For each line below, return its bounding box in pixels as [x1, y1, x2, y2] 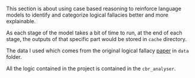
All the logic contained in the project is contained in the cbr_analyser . [6, 65, 176, 72]
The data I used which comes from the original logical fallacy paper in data [6, 47, 189, 54]
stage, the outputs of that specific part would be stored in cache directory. [6, 36, 187, 42]
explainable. [6, 18, 36, 24]
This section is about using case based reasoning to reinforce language [6, 5, 181, 12]
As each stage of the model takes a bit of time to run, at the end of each [6, 29, 183, 36]
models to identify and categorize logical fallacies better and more [6, 11, 168, 18]
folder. [6, 54, 22, 60]
